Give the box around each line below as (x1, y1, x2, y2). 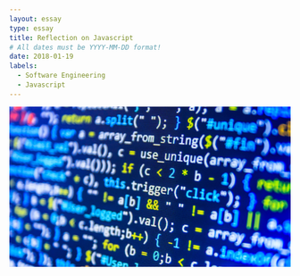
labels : (9, 62, 38, 71)
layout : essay (9, 14, 62, 23)
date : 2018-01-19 (9, 52, 74, 62)
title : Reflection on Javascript (9, 33, 134, 42)
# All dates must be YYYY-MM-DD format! (9, 43, 162, 52)
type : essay (9, 23, 54, 33)
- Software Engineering (17, 71, 105, 80)
